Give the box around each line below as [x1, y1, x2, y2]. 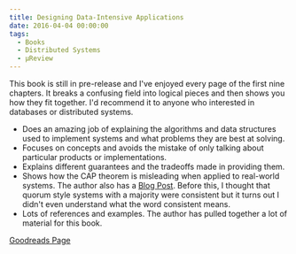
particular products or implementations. [21, 152, 167, 162]
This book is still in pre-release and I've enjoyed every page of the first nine [9, 79, 285, 89]
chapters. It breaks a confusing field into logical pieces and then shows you [9, 88, 285, 98]
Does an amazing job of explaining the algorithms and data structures [21, 124, 277, 134]
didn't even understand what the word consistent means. [21, 199, 230, 209]
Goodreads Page [9, 235, 71, 245]
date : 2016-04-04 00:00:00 [9, 21, 109, 30]
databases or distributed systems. [9, 107, 134, 117]
